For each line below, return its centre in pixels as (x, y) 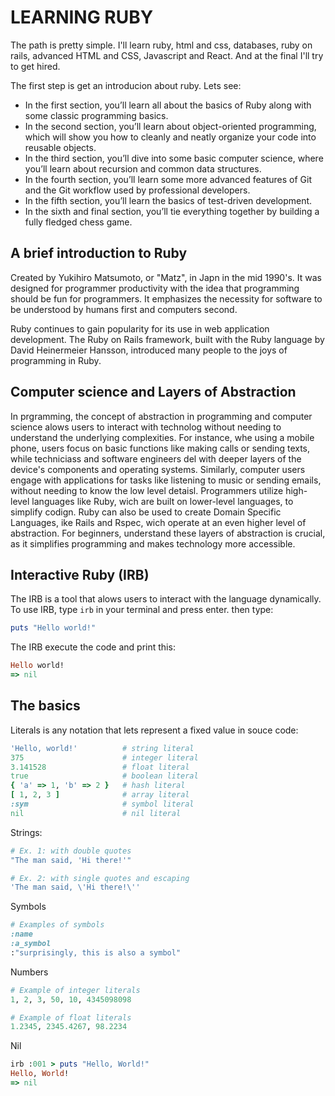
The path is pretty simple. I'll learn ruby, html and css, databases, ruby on (161, 45)
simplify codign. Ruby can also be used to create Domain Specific (146, 512)
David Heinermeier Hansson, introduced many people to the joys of (149, 350)
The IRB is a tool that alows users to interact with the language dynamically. (166, 599)
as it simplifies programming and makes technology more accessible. (153, 543)
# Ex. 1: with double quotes (71, 851)
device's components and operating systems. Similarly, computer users (158, 469)
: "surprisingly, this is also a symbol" (96, 952)
